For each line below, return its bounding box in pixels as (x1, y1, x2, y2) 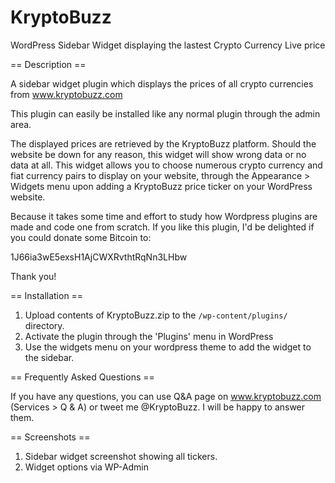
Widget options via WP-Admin (24, 461, 150, 473)
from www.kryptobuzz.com (10, 88, 123, 100)
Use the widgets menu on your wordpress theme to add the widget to (24, 341, 312, 353)
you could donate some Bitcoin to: (10, 231, 152, 243)
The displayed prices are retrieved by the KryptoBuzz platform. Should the (10, 137, 317, 150)
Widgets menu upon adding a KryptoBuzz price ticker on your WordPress (10, 180, 313, 192)
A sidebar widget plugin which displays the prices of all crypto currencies (10, 77, 314, 90)
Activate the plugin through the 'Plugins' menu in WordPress (24, 330, 274, 342)
